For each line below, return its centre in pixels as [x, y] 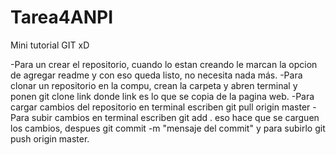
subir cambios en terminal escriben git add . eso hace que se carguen [175, 117]
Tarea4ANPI [62, 17]
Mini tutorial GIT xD [50, 45]
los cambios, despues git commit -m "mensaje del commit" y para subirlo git [168, 128]
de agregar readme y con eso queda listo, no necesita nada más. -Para [156, 75]
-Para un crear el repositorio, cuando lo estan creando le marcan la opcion [164, 64]
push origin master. [50, 138]
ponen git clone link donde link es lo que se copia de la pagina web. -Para [162, 96]
